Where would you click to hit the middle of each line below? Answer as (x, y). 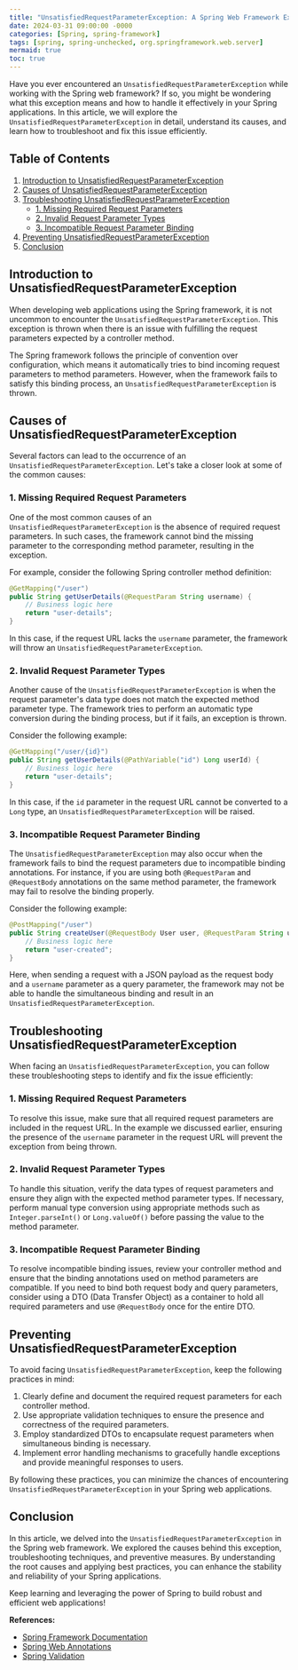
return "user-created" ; (69, 950)
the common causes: (47, 475)
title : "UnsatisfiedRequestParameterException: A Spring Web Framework (144, 17)
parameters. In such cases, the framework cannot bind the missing (132, 536)
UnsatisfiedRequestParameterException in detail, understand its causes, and (148, 122)
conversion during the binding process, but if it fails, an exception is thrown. (148, 718)
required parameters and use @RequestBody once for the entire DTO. (132, 1307)
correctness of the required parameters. (95, 1424)
